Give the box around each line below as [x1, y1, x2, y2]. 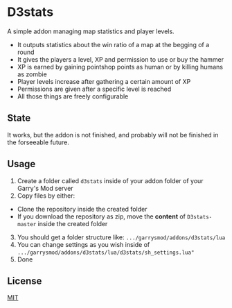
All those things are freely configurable [17, 92, 129, 101]
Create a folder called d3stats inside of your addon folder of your [17, 176, 204, 185]
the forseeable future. [7, 138, 69, 146]
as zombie [17, 70, 47, 78]
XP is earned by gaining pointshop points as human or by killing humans [17, 62, 224, 71]
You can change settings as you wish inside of [17, 240, 150, 248]
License [7, 275, 42, 286]
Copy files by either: [17, 191, 75, 200]
